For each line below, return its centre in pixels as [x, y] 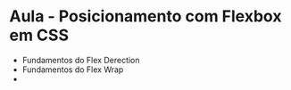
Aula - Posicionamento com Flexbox [145, 16]
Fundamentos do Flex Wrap [73, 70]
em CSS [39, 35]
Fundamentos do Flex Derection [81, 60]
